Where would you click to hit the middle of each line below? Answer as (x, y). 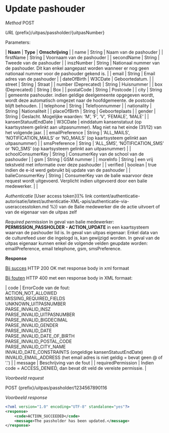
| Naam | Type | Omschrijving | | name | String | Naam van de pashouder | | (84, 52)
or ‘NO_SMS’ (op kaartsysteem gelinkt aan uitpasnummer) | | (68, 148)
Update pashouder (45, 9)
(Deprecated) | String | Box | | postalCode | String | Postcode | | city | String (84, 89)
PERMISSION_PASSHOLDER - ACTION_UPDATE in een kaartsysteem (77, 227)
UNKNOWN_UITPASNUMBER (36, 304)
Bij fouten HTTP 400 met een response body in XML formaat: (69, 278)
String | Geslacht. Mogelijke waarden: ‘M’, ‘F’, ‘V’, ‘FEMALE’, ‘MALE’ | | (77, 116)
